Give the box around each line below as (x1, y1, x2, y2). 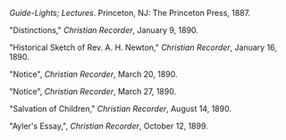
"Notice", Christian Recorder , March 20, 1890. (9, 69, 178, 79)
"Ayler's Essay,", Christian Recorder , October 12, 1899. (9, 120, 208, 131)
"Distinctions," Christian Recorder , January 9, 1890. (9, 25, 199, 35)
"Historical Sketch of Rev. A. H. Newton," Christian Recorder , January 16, (9, 42, 277, 53)
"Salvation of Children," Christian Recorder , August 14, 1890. (9, 103, 232, 114)
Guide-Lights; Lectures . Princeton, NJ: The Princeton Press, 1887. (9, 8, 251, 18)
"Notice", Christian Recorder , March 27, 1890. (9, 86, 177, 96)
